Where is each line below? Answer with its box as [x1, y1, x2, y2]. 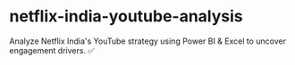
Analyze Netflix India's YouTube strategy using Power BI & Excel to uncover [9, 36, 287, 46]
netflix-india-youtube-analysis [9, 6, 243, 27]
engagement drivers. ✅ [9, 45, 96, 55]
